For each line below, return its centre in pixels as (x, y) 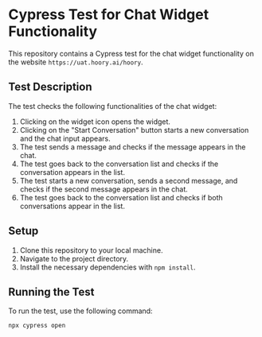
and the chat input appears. (65, 138)
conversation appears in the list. (72, 172)
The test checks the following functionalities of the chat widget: (113, 106)
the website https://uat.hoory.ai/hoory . (76, 62)
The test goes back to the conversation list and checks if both (121, 197)
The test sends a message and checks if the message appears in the (133, 147)
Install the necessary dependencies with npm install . (108, 267)
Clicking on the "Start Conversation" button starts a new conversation (134, 130)
